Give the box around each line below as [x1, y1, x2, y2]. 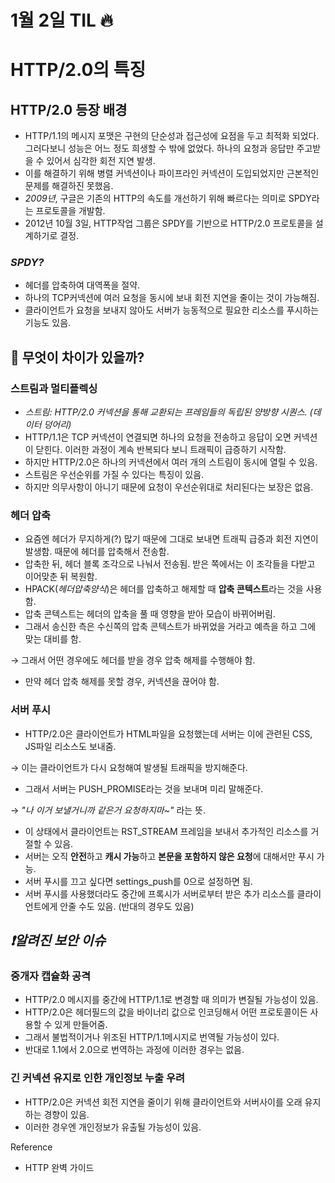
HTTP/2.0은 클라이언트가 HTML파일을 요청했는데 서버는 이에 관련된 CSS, [24, 727, 313, 740]
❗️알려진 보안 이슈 [10, 932, 106, 950]
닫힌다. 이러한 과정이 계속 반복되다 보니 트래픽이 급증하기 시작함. [35, 444, 287, 456]
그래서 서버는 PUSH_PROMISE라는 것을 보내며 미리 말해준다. [24, 782, 264, 795]
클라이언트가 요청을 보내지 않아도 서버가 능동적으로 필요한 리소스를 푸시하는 [24, 304, 320, 316]
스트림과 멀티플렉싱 [10, 381, 98, 395]
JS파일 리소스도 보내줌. [24, 740, 117, 752]
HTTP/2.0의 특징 [10, 59, 147, 81]
